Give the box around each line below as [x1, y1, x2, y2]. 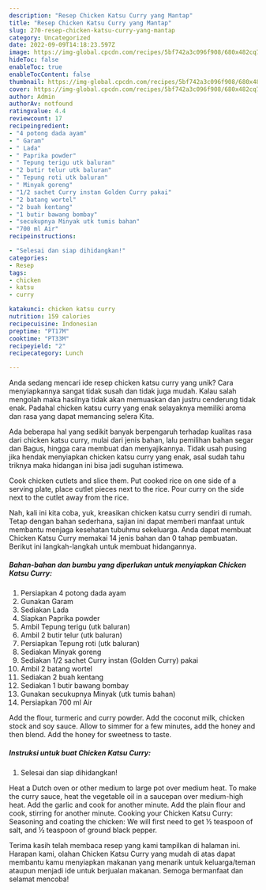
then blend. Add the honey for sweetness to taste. [9, 730, 172, 740]
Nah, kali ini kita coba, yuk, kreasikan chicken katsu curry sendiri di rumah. [9, 508, 253, 518]
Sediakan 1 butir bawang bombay [20, 681, 129, 690]
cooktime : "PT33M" [9, 334, 69, 343]
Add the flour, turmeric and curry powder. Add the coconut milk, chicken [9, 713, 245, 723]
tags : [9, 268, 27, 277]
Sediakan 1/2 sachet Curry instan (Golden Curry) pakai [20, 656, 199, 665]
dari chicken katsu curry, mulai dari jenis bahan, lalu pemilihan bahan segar [9, 435, 253, 445]
